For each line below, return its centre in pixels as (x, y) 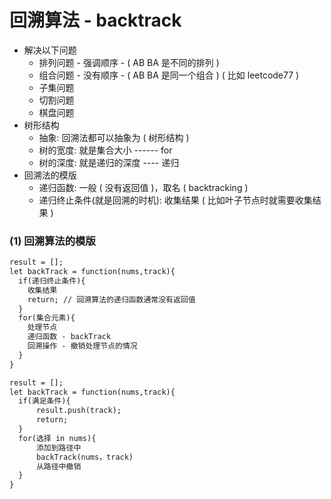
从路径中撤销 (58, 466)
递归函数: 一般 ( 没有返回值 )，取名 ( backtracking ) (143, 187)
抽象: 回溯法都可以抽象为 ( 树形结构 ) (114, 137)
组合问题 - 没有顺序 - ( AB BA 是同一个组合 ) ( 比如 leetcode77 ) (169, 75)
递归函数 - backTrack (69, 337)
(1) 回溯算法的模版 (52, 241)
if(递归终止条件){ (52, 281)
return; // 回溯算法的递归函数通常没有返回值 (111, 299)
